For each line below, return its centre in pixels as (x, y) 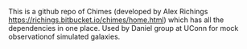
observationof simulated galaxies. (64, 36)
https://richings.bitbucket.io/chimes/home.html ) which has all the (116, 20)
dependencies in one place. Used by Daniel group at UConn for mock (123, 28)
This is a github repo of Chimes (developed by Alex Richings (108, 11)
